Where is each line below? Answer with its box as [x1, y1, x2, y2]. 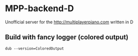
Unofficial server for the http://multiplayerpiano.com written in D [5, 19, 134, 25]
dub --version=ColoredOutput [5, 46, 64, 51]
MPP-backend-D [5, 3, 74, 14]
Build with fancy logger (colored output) [5, 33, 129, 41]
